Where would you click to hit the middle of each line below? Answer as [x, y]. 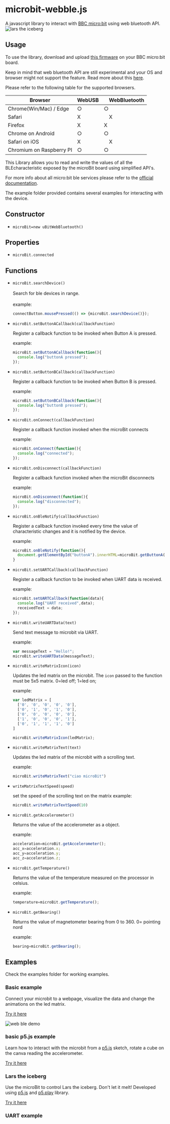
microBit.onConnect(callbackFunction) [54, 420]
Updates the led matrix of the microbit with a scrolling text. [74, 757]
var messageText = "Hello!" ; [43, 651]
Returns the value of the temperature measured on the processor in [83, 878]
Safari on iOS [23, 142]
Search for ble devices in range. [46, 294]
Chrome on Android [31, 133]
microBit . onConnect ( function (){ [47, 449]
